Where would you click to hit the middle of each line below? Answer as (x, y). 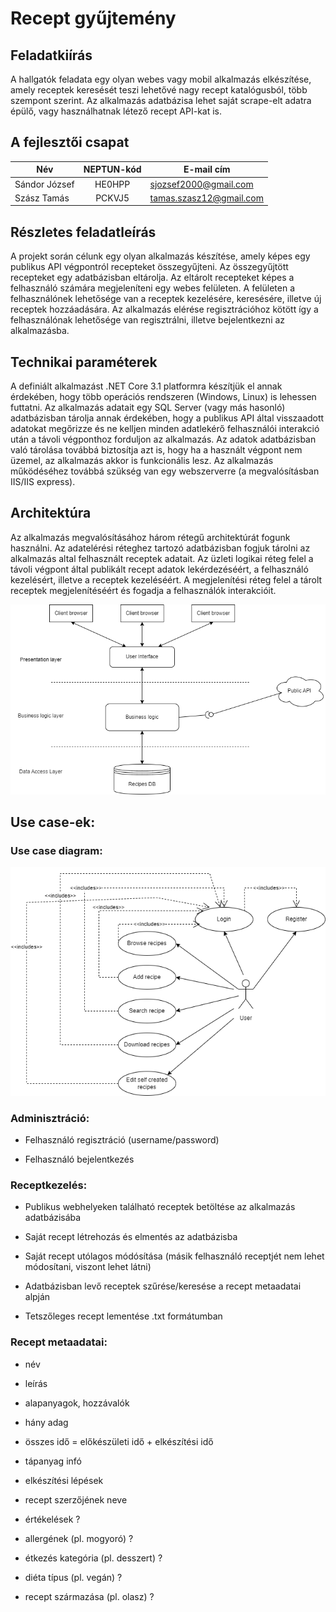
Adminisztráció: (50, 1118)
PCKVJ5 (112, 198)
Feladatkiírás (51, 55)
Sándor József (44, 184)
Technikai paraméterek (84, 362)
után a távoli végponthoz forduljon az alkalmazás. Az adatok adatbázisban (163, 439)
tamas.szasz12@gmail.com (207, 198)
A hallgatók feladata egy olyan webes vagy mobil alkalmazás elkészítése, (161, 79)
